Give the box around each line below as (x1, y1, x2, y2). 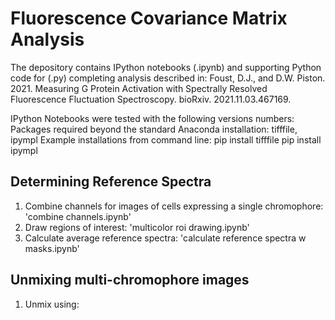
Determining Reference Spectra (10, 173, 212, 191)
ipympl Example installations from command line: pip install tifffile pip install (10, 133, 322, 146)
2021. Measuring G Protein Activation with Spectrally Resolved (10, 82, 268, 94)
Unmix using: (24, 298, 80, 310)
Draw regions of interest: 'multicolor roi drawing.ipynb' (24, 221, 250, 233)
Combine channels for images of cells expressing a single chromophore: (24, 200, 324, 212)
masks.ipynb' (24, 242, 80, 254)
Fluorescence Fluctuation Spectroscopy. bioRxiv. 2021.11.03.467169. (10, 93, 292, 105)
